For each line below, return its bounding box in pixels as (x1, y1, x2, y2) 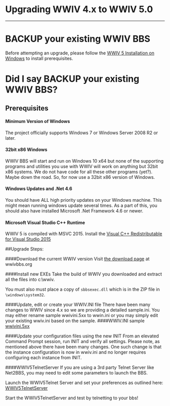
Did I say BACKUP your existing (5, 73, 140, 85)
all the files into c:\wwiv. (5, 276, 55, 283)
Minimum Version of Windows (5, 118, 70, 124)
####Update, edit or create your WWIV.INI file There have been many (5, 301, 151, 308)
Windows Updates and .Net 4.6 (5, 185, 72, 192)
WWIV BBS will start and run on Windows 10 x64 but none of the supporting (5, 158, 164, 164)
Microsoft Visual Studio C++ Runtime (5, 220, 85, 226)
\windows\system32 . (5, 292, 46, 298)
